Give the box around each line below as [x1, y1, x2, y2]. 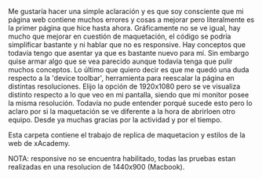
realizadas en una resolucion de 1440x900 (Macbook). [8, 163, 185, 171]
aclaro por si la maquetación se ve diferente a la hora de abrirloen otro [8, 107, 235, 116]
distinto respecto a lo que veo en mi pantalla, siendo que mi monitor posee [8, 90, 249, 99]
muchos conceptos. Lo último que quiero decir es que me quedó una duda [8, 65, 249, 74]
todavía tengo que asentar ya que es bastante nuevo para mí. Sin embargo [8, 49, 249, 57]
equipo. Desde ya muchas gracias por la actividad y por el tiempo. [8, 115, 222, 124]
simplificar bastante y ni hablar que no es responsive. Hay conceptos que [8, 40, 246, 49]
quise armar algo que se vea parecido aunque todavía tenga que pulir [8, 57, 233, 66]
